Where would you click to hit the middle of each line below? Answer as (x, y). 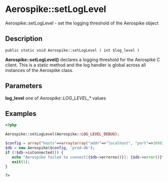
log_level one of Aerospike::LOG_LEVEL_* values (55, 98)
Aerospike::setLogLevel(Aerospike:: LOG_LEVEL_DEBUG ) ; (62, 134)
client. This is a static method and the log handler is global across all (75, 65)
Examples (21, 113)
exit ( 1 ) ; (21, 162)
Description (24, 39)
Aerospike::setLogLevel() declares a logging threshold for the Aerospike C (82, 59)
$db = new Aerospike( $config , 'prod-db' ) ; (50, 148)
